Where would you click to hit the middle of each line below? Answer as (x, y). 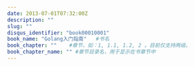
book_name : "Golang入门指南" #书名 (58, 39)
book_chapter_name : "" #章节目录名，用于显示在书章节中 (82, 52)
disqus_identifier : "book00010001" (58, 33)
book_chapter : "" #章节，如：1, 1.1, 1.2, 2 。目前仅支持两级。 (99, 45)
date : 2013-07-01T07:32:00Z (48, 13)
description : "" (30, 20)
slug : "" (20, 26)
